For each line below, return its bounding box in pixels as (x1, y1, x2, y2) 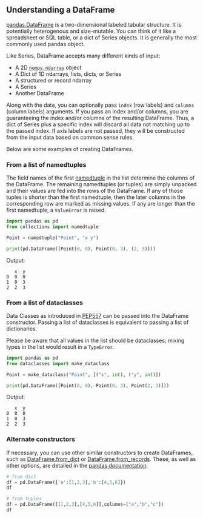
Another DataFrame (15, 89, 65, 96)
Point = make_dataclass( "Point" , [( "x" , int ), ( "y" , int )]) (6, 371, 162, 378)
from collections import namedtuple (6, 224, 99, 230)
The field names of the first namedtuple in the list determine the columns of (6, 174, 195, 181)
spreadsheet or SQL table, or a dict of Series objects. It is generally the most (6, 33, 197, 41)
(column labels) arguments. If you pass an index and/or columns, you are (6, 107, 189, 115)
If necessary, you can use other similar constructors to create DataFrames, (6, 449, 193, 456)
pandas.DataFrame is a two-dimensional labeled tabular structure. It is (6, 21, 182, 28)
